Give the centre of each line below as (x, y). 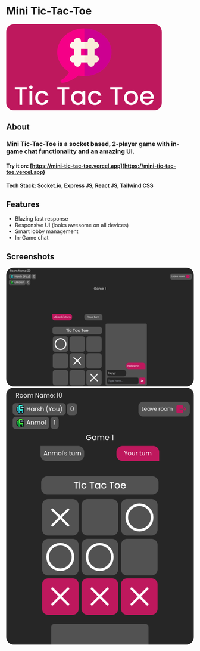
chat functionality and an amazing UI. (79, 151)
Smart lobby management (46, 231)
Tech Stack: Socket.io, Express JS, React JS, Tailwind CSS (80, 185)
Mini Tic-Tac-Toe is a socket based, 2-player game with (88, 144)
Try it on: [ (19, 166)
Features (23, 204)
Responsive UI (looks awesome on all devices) (72, 225)
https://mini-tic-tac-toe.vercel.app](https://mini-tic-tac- (104, 166)
